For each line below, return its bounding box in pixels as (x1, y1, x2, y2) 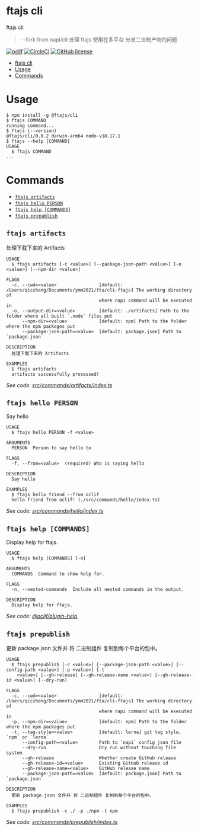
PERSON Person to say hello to (11, 445, 92, 451)
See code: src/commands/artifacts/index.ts (6, 381, 113, 389)
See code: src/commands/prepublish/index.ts (6, 819, 118, 826)
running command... (6, 123, 55, 129)
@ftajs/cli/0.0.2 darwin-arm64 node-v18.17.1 (6, 133, 120, 139)
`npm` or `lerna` (6, 734, 49, 740)
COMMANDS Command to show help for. (11, 571, 105, 577)
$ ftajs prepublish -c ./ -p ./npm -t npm (11, 808, 118, 814)
